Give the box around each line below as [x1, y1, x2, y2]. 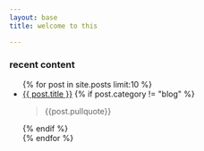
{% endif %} [21, 122, 69, 134]
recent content [9, 59, 76, 71]
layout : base [9, 13, 58, 22]
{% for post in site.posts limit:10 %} [21, 79, 153, 89]
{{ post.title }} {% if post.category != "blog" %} [21, 88, 195, 99]
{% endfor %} [21, 132, 74, 143]
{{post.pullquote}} [44, 105, 112, 116]
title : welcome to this [9, 21, 98, 30]
